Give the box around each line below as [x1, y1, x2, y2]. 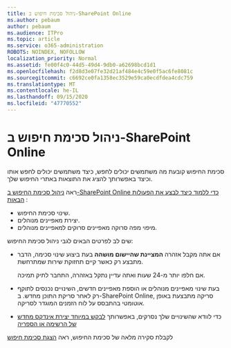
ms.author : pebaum [7, 17, 60, 23]
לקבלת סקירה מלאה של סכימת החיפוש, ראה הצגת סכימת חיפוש [7, 333, 174, 341]
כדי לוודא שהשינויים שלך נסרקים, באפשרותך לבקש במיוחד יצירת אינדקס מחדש [17, 312, 222, 320]
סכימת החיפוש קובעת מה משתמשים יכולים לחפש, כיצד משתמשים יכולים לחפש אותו [7, 167, 225, 175]
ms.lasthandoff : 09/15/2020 [7, 94, 89, 101]
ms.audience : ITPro [7, 29, 64, 37]
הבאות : [7, 195, 28, 204]
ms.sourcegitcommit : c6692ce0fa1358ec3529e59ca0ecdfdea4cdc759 [7, 74, 194, 81]
